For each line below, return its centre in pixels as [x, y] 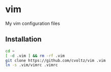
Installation [23, 39]
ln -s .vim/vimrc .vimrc [32, 65]
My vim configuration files [33, 23]
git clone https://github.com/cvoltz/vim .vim [55, 60]
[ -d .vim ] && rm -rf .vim [35, 56]
